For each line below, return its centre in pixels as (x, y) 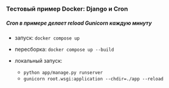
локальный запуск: (39, 60)
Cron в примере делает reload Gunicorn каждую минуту (79, 23)
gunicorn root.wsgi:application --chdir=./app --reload (93, 79)
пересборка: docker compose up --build (64, 49)
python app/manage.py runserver (63, 73)
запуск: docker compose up (47, 38)
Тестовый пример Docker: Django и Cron (67, 9)
